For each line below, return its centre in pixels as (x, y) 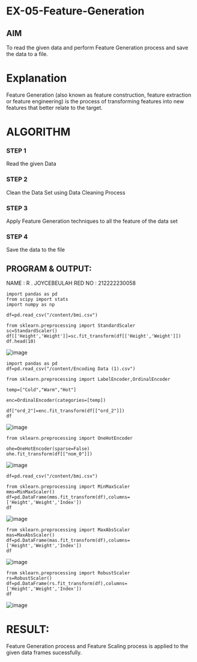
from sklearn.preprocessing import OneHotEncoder (70, 439)
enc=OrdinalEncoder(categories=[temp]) (56, 401)
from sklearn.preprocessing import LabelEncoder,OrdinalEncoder (88, 380)
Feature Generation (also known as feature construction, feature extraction (99, 95)
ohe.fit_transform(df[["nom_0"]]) (50, 454)
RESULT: (28, 630)
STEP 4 (17, 237)
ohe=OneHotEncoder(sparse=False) (48, 449)
